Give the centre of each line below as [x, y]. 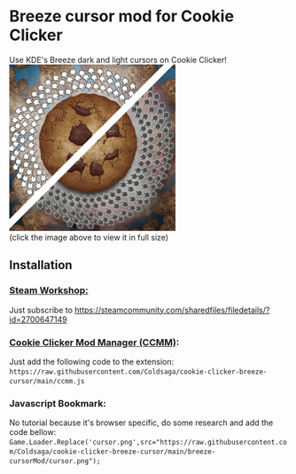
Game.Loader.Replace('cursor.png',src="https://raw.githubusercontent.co [148, 442]
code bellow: [33, 432]
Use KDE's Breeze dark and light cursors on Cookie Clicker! [118, 59]
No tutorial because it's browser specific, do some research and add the [141, 423]
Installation [41, 265]
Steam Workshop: [49, 290]
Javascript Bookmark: [58, 403]
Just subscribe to [41, 310]
